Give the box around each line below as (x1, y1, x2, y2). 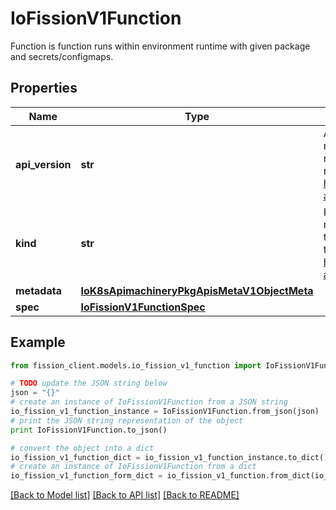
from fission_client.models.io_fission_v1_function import (10, 360, 262, 371)
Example (10, 334, 66, 351)
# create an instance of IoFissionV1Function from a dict (10, 462, 257, 472)
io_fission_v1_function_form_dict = (10, 471, 163, 481)
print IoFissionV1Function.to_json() (10, 425, 168, 435)
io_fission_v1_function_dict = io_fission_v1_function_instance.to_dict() (10, 452, 329, 462)
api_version (15, 157, 72, 171)
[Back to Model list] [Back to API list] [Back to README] (10, 489, 240, 501)
